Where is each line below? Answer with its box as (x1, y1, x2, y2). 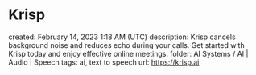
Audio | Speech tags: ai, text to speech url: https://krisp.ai (8, 57, 200, 67)
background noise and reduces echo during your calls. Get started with (8, 40, 245, 49)
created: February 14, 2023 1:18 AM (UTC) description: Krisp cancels (8, 32, 236, 41)
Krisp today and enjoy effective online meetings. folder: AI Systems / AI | (8, 49, 249, 58)
